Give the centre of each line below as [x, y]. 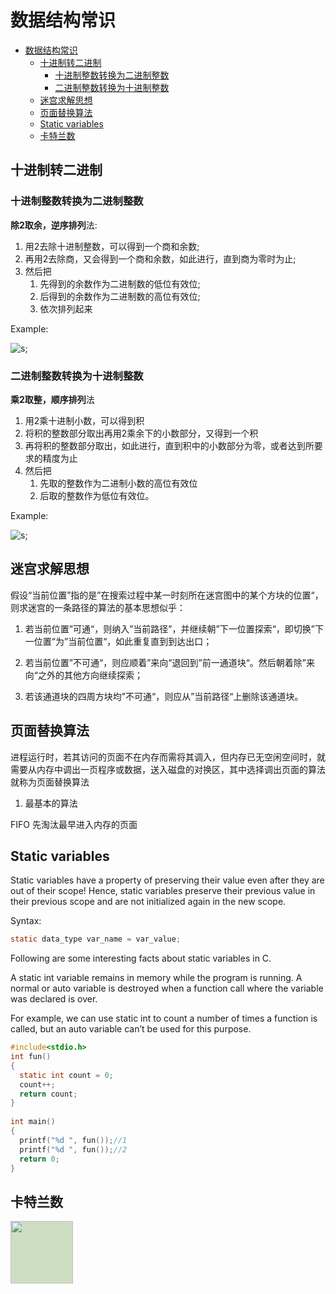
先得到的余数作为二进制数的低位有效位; [120, 283]
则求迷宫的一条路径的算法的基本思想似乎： [98, 607]
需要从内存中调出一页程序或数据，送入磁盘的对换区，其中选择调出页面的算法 [168, 769]
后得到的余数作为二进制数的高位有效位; [120, 296]
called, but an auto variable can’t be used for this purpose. [131, 1029]
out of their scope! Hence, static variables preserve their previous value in [163, 891]
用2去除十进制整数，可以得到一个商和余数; [112, 246]
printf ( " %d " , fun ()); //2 [73, 1149]
